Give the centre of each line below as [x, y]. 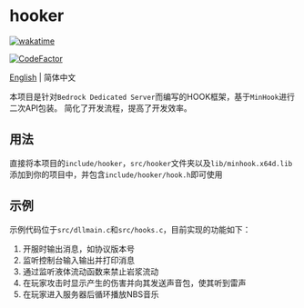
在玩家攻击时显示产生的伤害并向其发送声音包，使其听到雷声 [134, 283]
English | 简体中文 [43, 77]
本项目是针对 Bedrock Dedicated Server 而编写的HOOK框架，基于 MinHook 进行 [152, 96]
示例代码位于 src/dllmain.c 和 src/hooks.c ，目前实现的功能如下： [130, 229]
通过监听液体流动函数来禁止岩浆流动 [91, 271]
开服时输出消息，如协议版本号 [78, 248]
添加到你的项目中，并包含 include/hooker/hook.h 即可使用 [116, 174]
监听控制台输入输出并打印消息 [78, 260]
